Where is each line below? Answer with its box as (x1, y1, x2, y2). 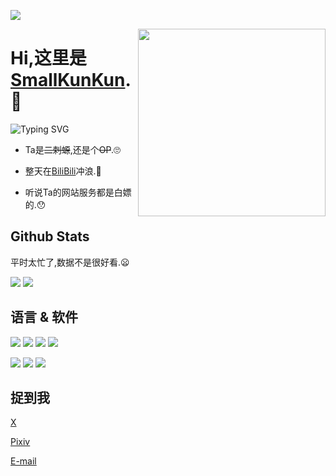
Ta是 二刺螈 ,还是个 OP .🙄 (24, 143, 121, 155)
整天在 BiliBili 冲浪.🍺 (24, 165, 102, 177)
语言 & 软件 (10, 309, 79, 326)
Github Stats (10, 228, 90, 245)
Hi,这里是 (10, 47, 87, 70)
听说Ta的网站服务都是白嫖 (24, 186, 132, 198)
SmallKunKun (10, 69, 126, 92)
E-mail (10, 455, 37, 467)
